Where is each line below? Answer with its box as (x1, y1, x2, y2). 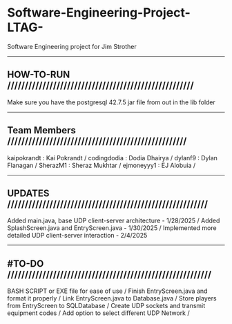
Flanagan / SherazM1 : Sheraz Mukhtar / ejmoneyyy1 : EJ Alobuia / (7, 161, 196, 169)
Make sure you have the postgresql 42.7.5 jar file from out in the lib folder (7, 98, 216, 106)
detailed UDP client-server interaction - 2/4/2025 (7, 231, 148, 240)
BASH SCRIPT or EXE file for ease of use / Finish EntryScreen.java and (7, 287, 208, 295)
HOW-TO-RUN (7, 69, 70, 81)
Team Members (7, 124, 76, 136)
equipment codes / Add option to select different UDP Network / (7, 309, 190, 317)
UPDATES (7, 187, 50, 199)
